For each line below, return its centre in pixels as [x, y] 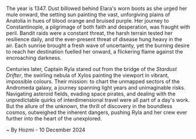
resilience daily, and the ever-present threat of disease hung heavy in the [94, 39]
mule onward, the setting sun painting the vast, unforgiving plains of [88, 15]
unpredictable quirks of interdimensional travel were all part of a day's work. [98, 100]
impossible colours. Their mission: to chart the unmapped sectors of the [93, 81]
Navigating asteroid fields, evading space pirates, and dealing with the [91, 94]
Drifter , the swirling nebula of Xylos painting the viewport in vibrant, [88, 75]
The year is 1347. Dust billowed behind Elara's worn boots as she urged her [97, 8]
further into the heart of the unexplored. [54, 118]
